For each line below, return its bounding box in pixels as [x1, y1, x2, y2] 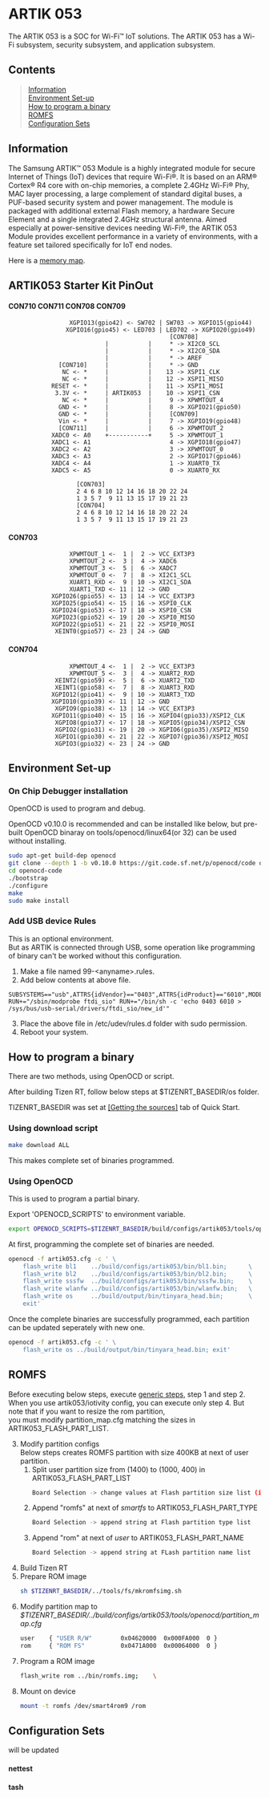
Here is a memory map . [8, 255, 86, 265]
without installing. [8, 836, 66, 846]
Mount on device [19, 1686, 76, 1696]
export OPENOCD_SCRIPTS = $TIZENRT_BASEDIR [8, 1225, 149, 1233]
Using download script [8, 1123, 98, 1134]
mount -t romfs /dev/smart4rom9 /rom [19, 1702, 147, 1710]
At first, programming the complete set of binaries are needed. [8, 1239, 215, 1249]
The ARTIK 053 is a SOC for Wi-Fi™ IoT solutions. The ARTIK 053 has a [8, 31, 242, 41]
